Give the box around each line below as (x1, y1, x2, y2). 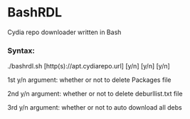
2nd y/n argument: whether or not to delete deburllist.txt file (7, 90, 183, 98)
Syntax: (7, 46, 36, 56)
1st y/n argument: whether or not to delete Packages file (7, 76, 172, 84)
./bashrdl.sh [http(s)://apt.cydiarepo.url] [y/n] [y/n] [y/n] (7, 62, 171, 71)
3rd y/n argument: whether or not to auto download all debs (7, 103, 183, 112)
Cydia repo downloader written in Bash (7, 28, 122, 36)
